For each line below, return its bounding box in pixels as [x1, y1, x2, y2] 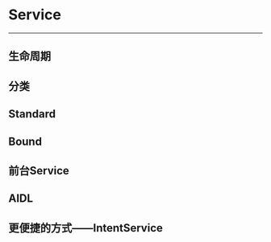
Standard [8, 107, 56, 121]
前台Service [8, 163, 70, 178]
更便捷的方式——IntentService [8, 221, 164, 235]
